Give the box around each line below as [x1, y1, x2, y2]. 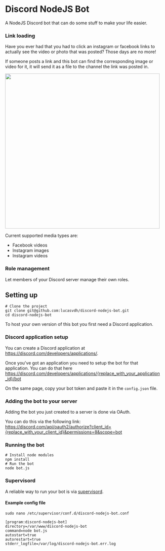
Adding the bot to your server [5, 398, 78, 405]
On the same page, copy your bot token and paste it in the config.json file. [5, 385, 158, 391]
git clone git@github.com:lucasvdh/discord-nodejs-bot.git [5, 308, 129, 313]
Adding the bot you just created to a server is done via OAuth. [5, 409, 131, 415]
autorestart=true [5, 537, 41, 542]
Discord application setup [5, 334, 68, 341]
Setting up [5, 291, 38, 299]
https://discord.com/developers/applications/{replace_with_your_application [5, 370, 160, 376]
